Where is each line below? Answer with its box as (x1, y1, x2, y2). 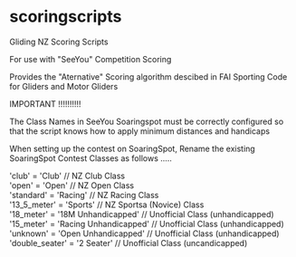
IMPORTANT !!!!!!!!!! (9, 98, 81, 109)
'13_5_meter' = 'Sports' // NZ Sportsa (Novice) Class (9, 199, 205, 210)
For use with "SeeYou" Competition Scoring (9, 53, 172, 64)
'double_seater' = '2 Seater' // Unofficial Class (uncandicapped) (9, 237, 248, 248)
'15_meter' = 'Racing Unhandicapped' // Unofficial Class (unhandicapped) (9, 218, 285, 229)
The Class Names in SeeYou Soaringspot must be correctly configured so (9, 116, 284, 127)
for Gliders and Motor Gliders (9, 81, 119, 91)
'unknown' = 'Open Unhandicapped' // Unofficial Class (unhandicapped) (9, 228, 280, 239)
